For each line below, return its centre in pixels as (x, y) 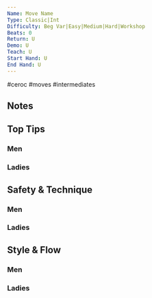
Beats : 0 (20, 33)
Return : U (21, 39)
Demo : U (18, 45)
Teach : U (20, 52)
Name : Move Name (30, 13)
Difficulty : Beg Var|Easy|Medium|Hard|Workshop (76, 26)
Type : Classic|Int (33, 20)
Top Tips (26, 129)
